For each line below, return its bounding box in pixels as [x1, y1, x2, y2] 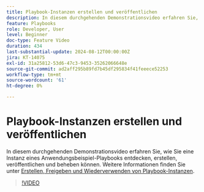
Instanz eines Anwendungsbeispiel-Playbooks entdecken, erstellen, [6, 154, 178, 161]
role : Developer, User [6, 26, 64, 32]
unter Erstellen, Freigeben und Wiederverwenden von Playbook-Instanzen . [6, 167, 195, 174]
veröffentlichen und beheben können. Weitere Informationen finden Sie [6, 160, 186, 168]
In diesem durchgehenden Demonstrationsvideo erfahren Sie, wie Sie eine [6, 147, 194, 155]
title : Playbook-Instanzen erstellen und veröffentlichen [6, 9, 157, 15]
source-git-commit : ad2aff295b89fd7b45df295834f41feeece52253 [6, 65, 168, 72]
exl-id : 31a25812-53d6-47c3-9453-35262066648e [6, 60, 127, 66]
